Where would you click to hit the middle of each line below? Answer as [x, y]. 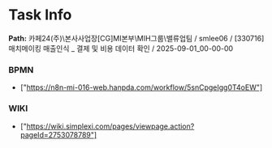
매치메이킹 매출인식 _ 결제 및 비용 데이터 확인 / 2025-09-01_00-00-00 [121, 48]
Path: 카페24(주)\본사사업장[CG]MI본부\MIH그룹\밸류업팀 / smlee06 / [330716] [136, 38]
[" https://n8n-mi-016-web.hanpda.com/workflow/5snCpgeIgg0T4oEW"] [141, 87]
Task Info [40, 15]
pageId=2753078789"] [58, 134]
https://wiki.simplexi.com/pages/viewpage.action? [110, 126]
